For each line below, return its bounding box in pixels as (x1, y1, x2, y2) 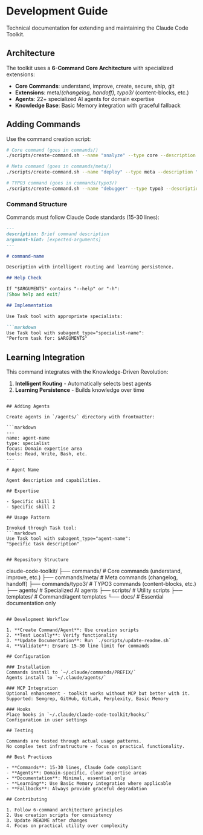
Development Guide (6, 4, 108, 18)
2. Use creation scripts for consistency (6, 812, 112, 819)
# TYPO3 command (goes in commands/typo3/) (6, 180, 118, 186)
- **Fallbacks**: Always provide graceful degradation (6, 786, 147, 792)
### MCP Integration (6, 685, 59, 692)
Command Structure (6, 200, 68, 208)
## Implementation (6, 302, 53, 308)
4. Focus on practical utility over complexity (6, 823, 129, 829)
